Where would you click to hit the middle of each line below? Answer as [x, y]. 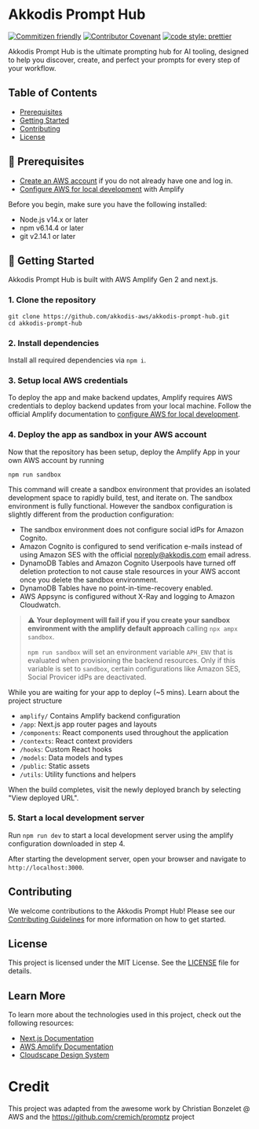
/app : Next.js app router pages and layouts [88, 724]
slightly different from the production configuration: [91, 514]
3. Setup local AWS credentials [68, 381]
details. [20, 971]
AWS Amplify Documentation [66, 1046]
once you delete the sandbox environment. [89, 579]
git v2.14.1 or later [47, 236]
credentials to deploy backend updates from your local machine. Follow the [130, 406]
